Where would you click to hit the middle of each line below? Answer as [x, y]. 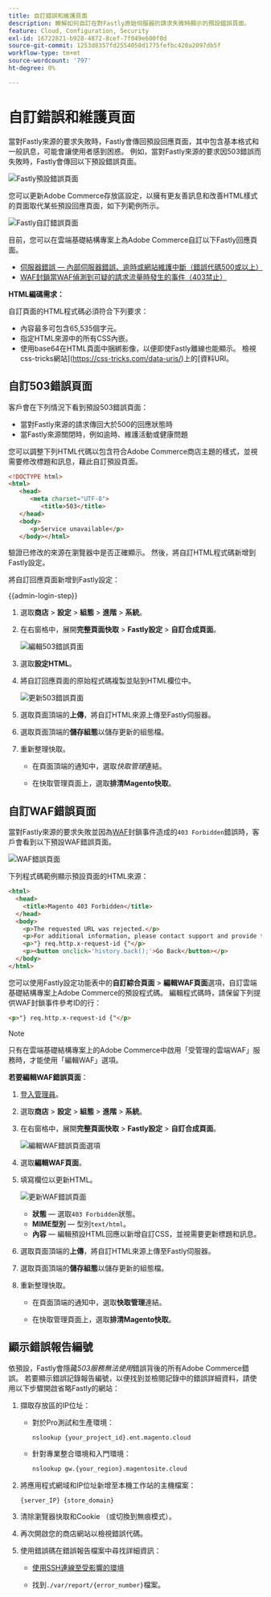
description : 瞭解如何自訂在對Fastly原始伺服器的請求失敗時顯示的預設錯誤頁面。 [129, 23]
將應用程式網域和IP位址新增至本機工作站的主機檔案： [108, 1485]
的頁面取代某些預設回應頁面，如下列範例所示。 [86, 205]
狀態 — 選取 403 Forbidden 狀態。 [86, 1213]
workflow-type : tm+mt [45, 53]
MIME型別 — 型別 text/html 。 [81, 1224]
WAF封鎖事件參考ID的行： [58, 1003]
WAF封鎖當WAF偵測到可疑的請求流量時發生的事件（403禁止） [123, 277]
